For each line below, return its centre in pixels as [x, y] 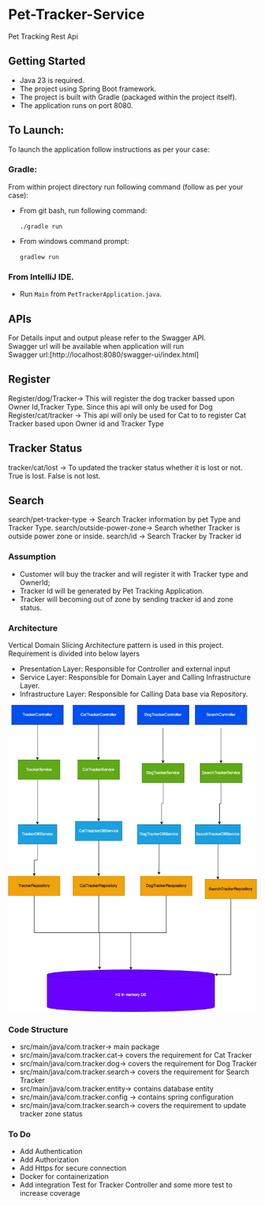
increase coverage [50, 1193]
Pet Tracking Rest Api [43, 36]
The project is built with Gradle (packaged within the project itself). [128, 97]
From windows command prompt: [74, 241]
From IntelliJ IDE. [41, 276]
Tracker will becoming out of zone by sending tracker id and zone [127, 599]
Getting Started [47, 61]
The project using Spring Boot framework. [88, 88]
